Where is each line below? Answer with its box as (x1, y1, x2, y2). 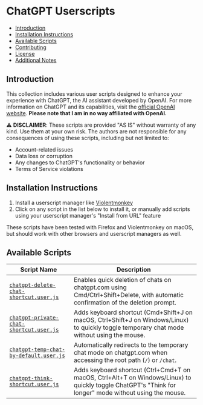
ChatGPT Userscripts (6, 4, 116, 18)
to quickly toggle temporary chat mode (73, 323, 184, 332)
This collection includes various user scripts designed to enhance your (6, 90, 182, 98)
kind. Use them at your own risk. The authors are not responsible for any (6, 127, 187, 135)
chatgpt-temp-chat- (9, 346, 65, 353)
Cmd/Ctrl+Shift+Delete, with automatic (73, 291, 184, 300)
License (14, 50, 35, 57)
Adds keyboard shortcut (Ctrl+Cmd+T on (73, 366, 191, 374)
